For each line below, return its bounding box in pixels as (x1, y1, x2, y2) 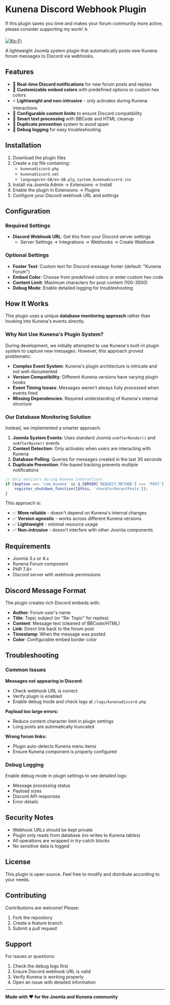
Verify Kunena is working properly (12, 974, 84, 980)
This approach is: (5, 500, 41, 506)
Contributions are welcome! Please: (5, 905, 79, 911)
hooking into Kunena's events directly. (5, 318, 85, 324)
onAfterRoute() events (12, 440, 60, 446)
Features (5, 67, 34, 77)
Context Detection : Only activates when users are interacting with (12, 445, 151, 452)
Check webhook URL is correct (12, 688, 78, 694)
